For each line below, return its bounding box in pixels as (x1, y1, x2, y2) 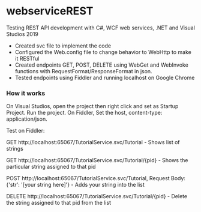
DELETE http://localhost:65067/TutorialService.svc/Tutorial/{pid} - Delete (6, 193, 188, 200)
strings (6, 145, 24, 153)
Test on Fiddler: (6, 127, 45, 135)
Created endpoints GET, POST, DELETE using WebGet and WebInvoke (14, 61, 189, 68)
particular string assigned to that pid (6, 163, 96, 171)
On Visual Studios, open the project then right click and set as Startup (6, 103, 179, 110)
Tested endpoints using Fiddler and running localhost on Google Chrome (14, 74, 195, 81)
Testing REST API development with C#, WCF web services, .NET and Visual (6, 24, 195, 31)
